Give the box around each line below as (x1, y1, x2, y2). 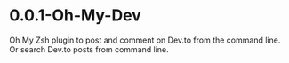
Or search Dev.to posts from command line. (9, 43, 169, 54)
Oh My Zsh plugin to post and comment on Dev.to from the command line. (9, 35, 281, 45)
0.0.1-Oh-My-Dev (9, 5, 142, 26)
